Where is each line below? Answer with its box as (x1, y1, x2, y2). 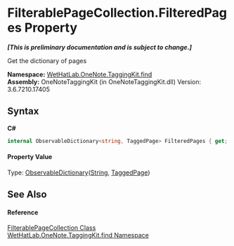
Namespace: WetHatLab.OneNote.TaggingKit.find (7, 70, 152, 78)
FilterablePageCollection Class (7, 224, 96, 232)
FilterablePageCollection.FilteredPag (7, 5, 227, 21)
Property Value (7, 153, 53, 161)
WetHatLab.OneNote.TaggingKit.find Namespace (7, 231, 149, 240)
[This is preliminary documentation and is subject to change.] (7, 43, 192, 51)
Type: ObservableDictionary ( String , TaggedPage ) (7, 168, 150, 177)
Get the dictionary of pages (7, 56, 87, 64)
